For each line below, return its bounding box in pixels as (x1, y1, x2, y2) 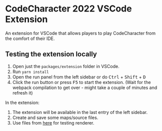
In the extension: (5, 99, 40, 105)
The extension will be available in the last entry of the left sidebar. (12, 109, 148, 115)
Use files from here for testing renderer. (12, 119, 94, 125)
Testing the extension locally (5, 50, 97, 58)
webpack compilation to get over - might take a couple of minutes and (12, 84, 157, 90)
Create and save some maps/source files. (12, 114, 98, 120)
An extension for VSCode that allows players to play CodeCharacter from (5, 30, 156, 36)
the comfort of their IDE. (5, 35, 55, 41)
